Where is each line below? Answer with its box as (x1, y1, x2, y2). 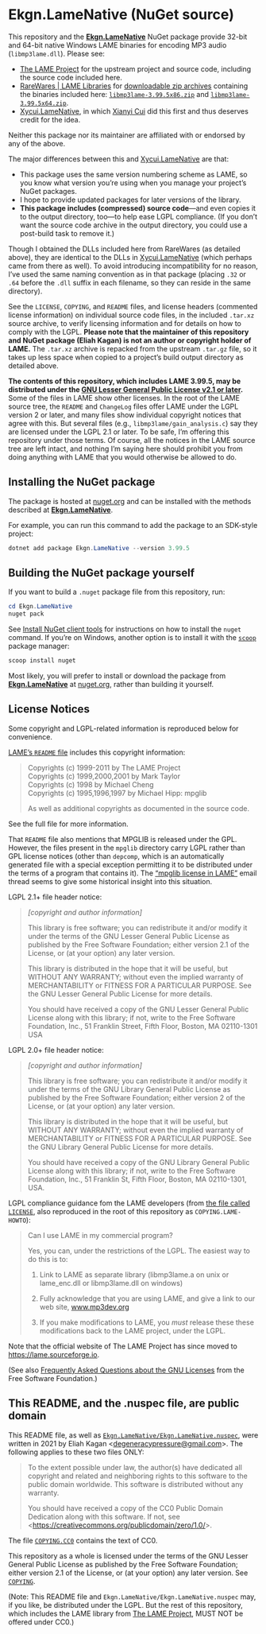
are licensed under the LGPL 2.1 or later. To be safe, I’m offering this (8, 427, 229, 437)
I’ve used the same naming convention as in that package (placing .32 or (8, 269, 246, 279)
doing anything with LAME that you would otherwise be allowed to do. (8, 452, 237, 462)
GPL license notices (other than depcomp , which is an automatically (8, 851, 225, 860)
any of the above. (8, 138, 66, 148)
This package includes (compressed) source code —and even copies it (19, 203, 256, 212)
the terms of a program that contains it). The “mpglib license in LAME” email (8, 868, 257, 878)
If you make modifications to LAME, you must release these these (39, 1318, 254, 1327)
